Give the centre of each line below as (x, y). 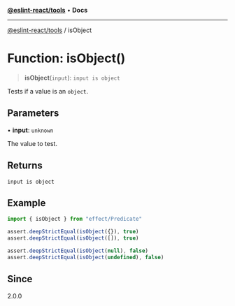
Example (27, 203)
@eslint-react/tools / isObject (50, 30)
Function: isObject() (66, 58)
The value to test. (33, 143)
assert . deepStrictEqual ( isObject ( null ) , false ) (78, 251)
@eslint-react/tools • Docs (48, 10)
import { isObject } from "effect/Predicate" (74, 219)
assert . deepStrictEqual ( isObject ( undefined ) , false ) (86, 257)
